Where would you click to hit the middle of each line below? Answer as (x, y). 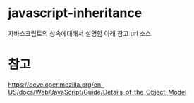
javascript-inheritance (75, 13)
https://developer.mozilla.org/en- (56, 84)
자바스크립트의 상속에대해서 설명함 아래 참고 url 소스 (80, 33)
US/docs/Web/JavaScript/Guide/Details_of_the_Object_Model (97, 92)
